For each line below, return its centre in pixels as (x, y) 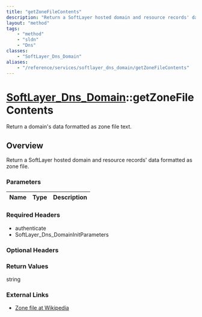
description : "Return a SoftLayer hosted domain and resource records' (98, 17)
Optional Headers (32, 250)
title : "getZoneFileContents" (44, 12)
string (14, 279)
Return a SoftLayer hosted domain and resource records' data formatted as (99, 160)
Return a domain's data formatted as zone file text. (69, 127)
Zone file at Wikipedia (42, 308)
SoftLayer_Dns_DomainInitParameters (62, 234)
